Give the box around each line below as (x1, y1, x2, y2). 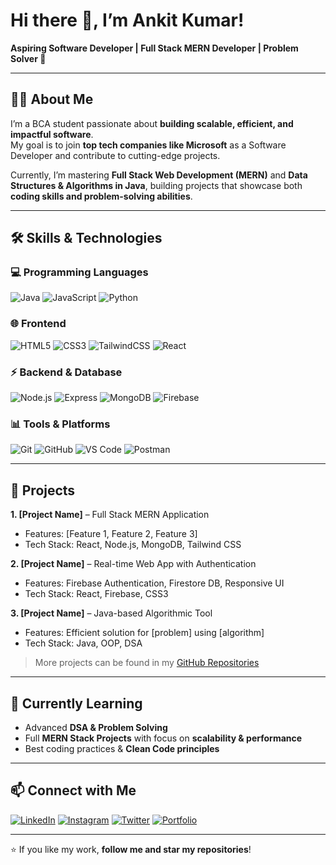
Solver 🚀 (10, 52, 47, 64)
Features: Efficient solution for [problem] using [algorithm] (24, 627, 265, 639)
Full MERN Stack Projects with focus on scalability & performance (24, 732, 303, 744)
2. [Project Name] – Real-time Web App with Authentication (10, 558, 257, 570)
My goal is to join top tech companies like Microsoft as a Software (10, 139, 287, 151)
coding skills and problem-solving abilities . (10, 190, 193, 202)
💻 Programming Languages (10, 265, 149, 279)
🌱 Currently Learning (10, 695, 143, 712)
